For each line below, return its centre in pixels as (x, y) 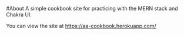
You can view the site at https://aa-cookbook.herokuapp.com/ (81, 26)
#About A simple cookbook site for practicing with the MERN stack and (92, 8)
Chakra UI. (19, 15)
